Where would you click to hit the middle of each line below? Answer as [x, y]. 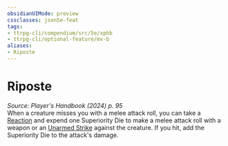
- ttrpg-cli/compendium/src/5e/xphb [60, 33]
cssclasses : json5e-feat [43, 20]
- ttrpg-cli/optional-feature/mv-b [58, 39]
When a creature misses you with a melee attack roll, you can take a [104, 113]
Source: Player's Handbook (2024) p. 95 [65, 105]
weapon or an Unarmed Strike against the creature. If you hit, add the [106, 127]
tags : [15, 26]
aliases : [20, 46]
